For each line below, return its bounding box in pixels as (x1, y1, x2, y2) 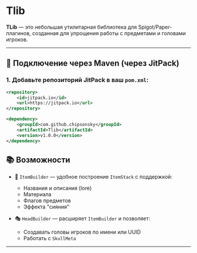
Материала (23, 191, 52, 198)
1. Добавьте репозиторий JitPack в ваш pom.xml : (6, 76, 149, 84)
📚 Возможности (6, 155, 70, 165)
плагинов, (6, 29, 31, 36)
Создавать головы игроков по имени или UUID (23, 228, 141, 235)
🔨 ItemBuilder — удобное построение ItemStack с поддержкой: (14, 173, 173, 180)
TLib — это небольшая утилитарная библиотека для (6, 23, 137, 30)
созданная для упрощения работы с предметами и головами (32, 29, 186, 36)
